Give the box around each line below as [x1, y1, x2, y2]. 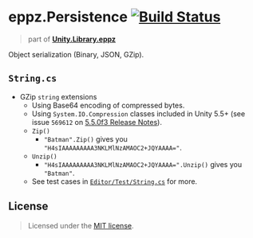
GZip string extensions [19, 92, 97, 101]
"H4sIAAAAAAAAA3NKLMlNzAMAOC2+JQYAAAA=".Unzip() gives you [43, 159, 242, 169]
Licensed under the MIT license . [27, 220, 134, 230]
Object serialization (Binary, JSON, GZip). [8, 49, 144, 59]
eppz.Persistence [8, 8, 128, 26]
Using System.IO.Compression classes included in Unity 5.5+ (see [31, 108, 246, 119]
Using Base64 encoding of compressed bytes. [31, 100, 185, 110]
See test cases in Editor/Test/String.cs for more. [31, 176, 198, 186]
